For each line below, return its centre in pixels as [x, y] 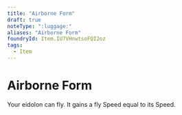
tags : [15, 45]
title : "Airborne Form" [41, 13]
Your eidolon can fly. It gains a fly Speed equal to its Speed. [92, 104]
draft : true [24, 20]
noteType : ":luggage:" [39, 26]
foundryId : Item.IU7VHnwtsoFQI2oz [57, 39]
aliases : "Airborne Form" [44, 33]
